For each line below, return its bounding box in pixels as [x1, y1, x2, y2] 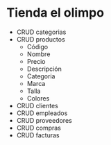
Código [26, 42, 49, 51]
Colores [26, 94, 50, 102]
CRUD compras [16, 123, 62, 132]
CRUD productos [16, 35, 65, 43]
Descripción [26, 65, 62, 73]
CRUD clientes [16, 101, 58, 110]
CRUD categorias [16, 28, 67, 36]
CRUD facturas [16, 130, 60, 139]
